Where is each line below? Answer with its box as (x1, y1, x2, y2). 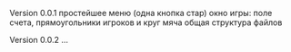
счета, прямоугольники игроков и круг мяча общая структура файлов (9, 17, 283, 28)
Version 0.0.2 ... (9, 35, 69, 45)
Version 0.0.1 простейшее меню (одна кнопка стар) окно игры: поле (9, 8, 273, 18)
